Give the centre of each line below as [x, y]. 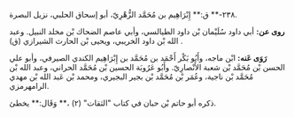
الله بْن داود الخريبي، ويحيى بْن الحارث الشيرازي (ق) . [96, 41]
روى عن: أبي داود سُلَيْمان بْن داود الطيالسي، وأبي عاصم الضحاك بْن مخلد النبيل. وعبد [147, 31]
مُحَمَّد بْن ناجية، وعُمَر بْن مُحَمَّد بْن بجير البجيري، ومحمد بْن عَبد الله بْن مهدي [132, 77]
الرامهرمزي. [29, 86]
